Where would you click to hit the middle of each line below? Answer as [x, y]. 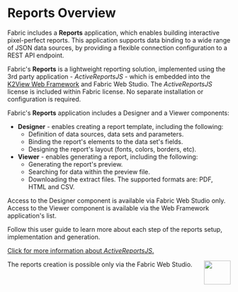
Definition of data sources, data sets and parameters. [106, 134]
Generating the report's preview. [75, 164]
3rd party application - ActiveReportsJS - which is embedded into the [109, 77]
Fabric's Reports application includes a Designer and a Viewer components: [119, 113]
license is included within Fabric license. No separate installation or [106, 91]
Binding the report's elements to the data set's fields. [106, 141]
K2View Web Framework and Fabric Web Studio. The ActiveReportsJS [110, 84]
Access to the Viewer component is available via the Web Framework [108, 208]
